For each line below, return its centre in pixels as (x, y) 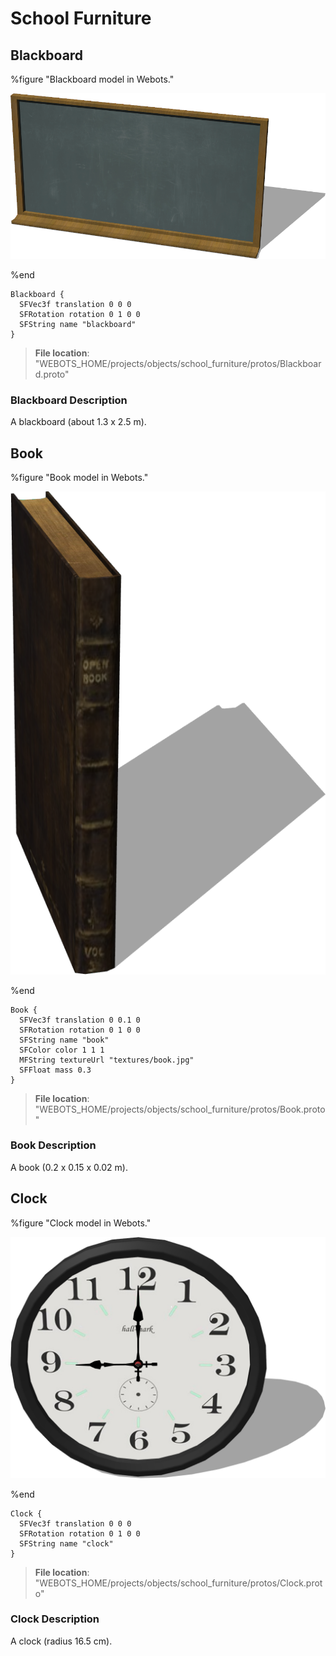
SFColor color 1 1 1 (62, 1050)
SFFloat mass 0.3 (55, 1070)
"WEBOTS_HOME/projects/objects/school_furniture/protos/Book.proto (180, 1109)
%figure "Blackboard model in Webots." (92, 79)
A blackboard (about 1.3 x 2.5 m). (78, 422)
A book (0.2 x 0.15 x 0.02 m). (69, 1167)
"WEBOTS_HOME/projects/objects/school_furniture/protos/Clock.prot (178, 1583)
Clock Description (55, 1619)
